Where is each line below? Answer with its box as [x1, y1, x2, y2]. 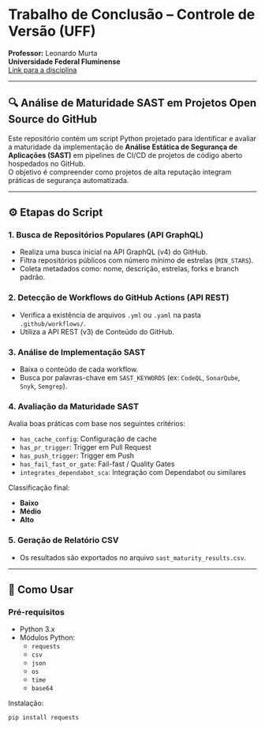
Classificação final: [8, 483, 70, 492]
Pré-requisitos [8, 606, 65, 617]
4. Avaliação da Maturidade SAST [8, 401, 140, 412]
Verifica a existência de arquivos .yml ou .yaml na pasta [19, 310, 201, 320]
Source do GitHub [8, 113, 97, 126]
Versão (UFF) [8, 22, 96, 40]
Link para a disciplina [8, 65, 77, 74]
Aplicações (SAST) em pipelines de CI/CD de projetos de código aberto [8, 150, 243, 159]
